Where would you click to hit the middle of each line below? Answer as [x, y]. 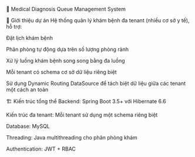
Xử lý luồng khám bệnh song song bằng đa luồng [65, 61]
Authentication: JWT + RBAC [41, 149]
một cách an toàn [27, 90]
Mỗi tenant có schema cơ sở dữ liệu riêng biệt [61, 72]
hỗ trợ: [14, 27]
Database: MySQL [28, 126]
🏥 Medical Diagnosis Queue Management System [66, 9]
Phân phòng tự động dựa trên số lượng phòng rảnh [68, 49]
